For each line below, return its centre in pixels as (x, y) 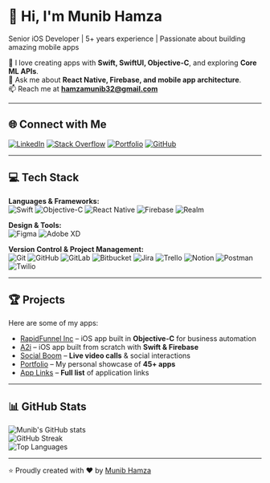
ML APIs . (23, 71)
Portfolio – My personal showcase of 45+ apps (98, 364)
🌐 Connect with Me (57, 125)
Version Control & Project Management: (76, 249)
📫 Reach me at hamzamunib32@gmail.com (83, 88)
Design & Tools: (35, 225)
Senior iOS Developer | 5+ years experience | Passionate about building (127, 39)
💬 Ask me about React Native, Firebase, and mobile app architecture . (125, 79)
